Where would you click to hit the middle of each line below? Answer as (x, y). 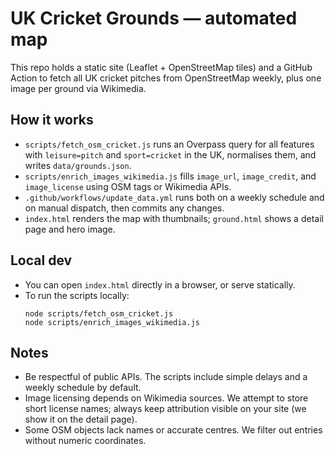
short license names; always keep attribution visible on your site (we (165, 409)
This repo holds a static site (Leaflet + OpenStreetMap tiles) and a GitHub (161, 67)
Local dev (41, 260)
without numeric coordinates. (85, 441)
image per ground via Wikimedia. (78, 88)
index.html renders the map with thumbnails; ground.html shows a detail (174, 218)
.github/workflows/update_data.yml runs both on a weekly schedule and (174, 197)
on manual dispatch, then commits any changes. (124, 208)
